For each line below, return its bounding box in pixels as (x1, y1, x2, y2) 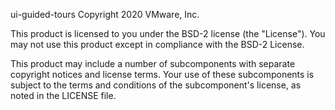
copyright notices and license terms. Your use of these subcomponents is (10, 69, 315, 80)
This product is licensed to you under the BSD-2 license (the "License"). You (10, 28, 326, 39)
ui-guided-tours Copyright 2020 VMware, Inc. (10, 9, 200, 20)
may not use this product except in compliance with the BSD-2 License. (10, 39, 305, 50)
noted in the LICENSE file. (10, 90, 117, 101)
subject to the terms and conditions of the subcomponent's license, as (10, 79, 302, 91)
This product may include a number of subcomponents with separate (10, 58, 296, 69)
